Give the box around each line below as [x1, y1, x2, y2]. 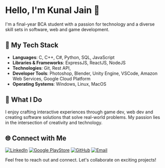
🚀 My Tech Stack [5, 41, 58, 50]
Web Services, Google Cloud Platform [12, 75, 91, 82]
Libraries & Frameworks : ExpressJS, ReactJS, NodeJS [12, 60, 126, 66]
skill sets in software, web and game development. [5, 26, 110, 32]
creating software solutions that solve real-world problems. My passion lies [5, 114, 160, 120]
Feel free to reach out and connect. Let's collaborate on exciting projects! [5, 157, 156, 163]
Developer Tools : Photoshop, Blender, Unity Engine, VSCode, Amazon [12, 70, 157, 76]
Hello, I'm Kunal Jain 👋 [5, 5, 100, 16]
